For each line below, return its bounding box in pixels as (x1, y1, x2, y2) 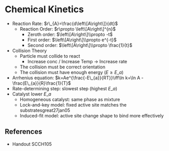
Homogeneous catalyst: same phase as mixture (19, 96, 120, 103)
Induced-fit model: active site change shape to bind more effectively (19, 112, 164, 118)
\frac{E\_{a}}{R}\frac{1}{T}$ (12, 80, 71, 86)
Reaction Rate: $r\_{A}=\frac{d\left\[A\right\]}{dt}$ (12, 20, 118, 27)
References (5, 128, 42, 136)
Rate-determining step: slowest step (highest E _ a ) (12, 85, 118, 91)
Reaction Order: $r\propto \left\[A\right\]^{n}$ (19, 26, 116, 32)
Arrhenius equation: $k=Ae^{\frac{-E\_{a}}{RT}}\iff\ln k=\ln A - (12, 74, 144, 81)
